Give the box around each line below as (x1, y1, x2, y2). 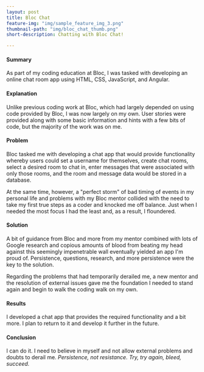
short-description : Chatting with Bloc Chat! (6, 32, 124, 38)
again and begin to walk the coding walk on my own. (6, 285, 138, 293)
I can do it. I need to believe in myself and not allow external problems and (6, 347, 193, 354)
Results (6, 299, 26, 307)
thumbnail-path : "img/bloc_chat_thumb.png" (6, 26, 119, 32)
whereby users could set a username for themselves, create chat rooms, (6, 157, 189, 164)
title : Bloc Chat (6, 15, 51, 21)
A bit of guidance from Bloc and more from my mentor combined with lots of (6, 235, 198, 242)
